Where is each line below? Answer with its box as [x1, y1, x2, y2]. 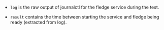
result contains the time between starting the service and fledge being [10, 14, 159, 19]
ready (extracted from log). [10, 19, 67, 25]
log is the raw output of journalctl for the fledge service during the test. [10, 4, 159, 10]
